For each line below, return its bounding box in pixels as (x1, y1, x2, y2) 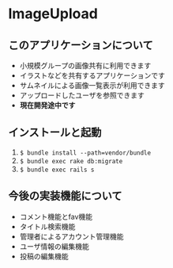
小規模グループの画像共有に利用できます (19, 61, 152, 70)
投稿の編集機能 (19, 251, 69, 261)
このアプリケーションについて (8, 38, 153, 52)
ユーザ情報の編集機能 (19, 241, 89, 251)
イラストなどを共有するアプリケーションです (19, 71, 166, 80)
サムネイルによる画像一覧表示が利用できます (19, 81, 166, 90)
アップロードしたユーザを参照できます (19, 90, 145, 100)
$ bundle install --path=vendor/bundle (19, 148, 152, 157)
